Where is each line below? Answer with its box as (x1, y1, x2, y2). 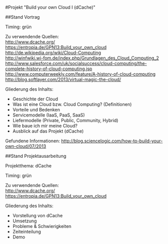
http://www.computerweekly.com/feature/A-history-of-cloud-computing (5, 71, 156, 77)
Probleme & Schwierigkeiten (12, 223, 72, 229)
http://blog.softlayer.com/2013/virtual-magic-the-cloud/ (5, 77, 121, 82)
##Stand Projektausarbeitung (5, 153, 67, 159)
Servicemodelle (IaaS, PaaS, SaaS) (12, 112, 85, 118)
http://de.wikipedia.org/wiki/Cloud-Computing (5, 50, 101, 55)
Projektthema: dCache (5, 163, 52, 168)
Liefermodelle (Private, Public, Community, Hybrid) (12, 117, 119, 123)
